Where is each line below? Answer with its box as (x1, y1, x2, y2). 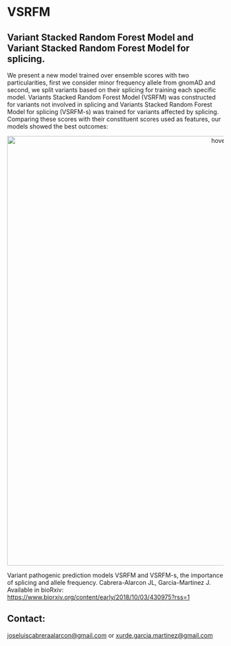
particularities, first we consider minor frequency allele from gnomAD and (7, 78, 216, 87)
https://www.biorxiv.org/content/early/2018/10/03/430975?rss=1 (7, 593, 190, 601)
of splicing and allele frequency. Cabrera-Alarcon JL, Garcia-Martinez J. (7, 579, 211, 586)
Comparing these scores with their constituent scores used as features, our (7, 115, 221, 123)
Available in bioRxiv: (7, 586, 64, 594)
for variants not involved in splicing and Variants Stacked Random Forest (7, 100, 212, 109)
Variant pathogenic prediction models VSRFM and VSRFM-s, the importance (7, 571, 223, 579)
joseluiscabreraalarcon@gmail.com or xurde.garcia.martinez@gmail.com (7, 631, 213, 639)
